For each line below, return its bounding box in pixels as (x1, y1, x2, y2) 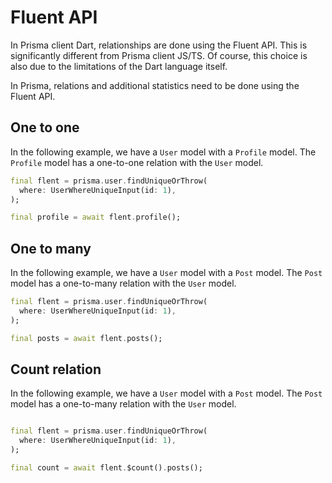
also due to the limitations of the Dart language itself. (10, 60, 228, 72)
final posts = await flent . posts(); (10, 333, 163, 343)
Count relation (10, 361, 102, 378)
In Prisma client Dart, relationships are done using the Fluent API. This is (10, 39, 308, 51)
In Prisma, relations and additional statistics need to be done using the (10, 79, 300, 91)
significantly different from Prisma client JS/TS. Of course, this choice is (10, 49, 308, 61)
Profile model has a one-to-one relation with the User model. (10, 156, 264, 168)
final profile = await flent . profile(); (10, 212, 182, 223)
